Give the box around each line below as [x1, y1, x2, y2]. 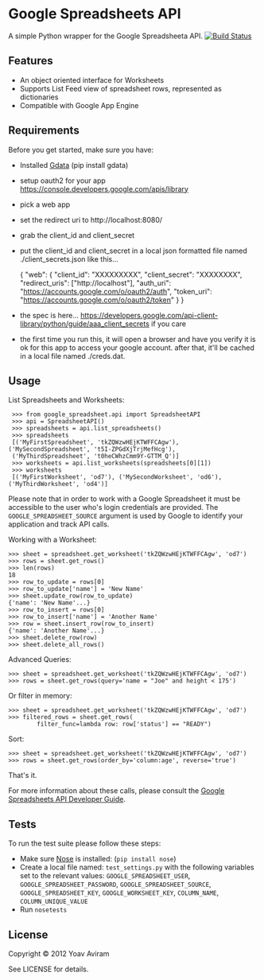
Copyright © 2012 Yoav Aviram [8, 949, 110, 959]
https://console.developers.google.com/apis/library [19, 184, 189, 193]
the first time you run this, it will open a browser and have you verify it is [19, 334, 256, 344]
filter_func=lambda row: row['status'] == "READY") [37, 721, 212, 729]
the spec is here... [19, 310, 80, 320]
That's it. [8, 771, 37, 780]
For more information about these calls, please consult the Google [8, 786, 225, 795]
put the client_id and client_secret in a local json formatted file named [19, 246, 248, 255]
